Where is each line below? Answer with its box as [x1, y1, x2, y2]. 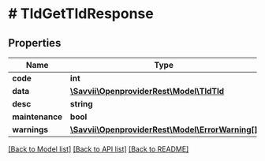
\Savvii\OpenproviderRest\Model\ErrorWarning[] [69, 124, 258, 135]
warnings [12, 124, 49, 135]
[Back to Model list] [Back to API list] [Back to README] [8, 144, 189, 154]
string [69, 99, 93, 109]
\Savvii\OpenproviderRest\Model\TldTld [69, 86, 225, 96]
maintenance [12, 111, 63, 122]
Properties [8, 36, 62, 50]
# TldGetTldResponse [8, 5, 154, 23]
